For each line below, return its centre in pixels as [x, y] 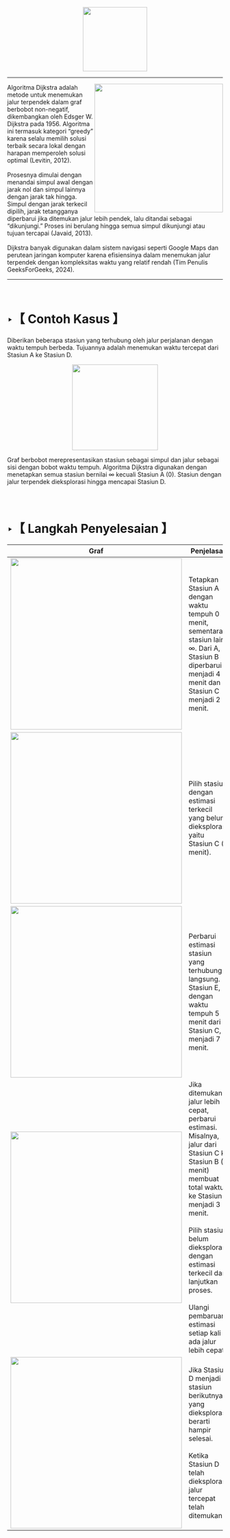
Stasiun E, [205, 987]
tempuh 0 [204, 614]
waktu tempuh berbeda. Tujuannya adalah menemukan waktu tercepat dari [113, 348]
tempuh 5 [204, 1013]
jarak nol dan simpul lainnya [46, 189]
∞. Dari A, [204, 648]
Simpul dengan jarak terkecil [47, 204]
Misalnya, [204, 1136]
